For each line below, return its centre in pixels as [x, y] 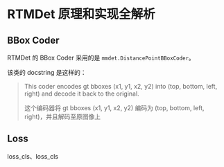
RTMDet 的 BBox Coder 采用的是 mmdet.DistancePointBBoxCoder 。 [101, 58]
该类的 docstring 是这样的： [47, 72]
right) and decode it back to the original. [82, 94]
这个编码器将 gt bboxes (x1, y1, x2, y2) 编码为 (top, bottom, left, [114, 108]
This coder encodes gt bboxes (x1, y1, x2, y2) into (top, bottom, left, [121, 86]
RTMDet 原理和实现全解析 [81, 14]
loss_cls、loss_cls [33, 156]
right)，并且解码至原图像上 [62, 116]
